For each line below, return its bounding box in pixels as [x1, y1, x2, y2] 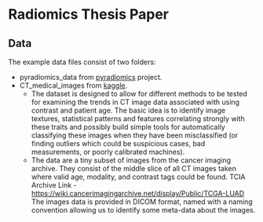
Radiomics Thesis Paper [8, 5, 170, 23]
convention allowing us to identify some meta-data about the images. [31, 206, 256, 214]
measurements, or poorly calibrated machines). [31, 147, 185, 156]
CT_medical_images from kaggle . [19, 81, 128, 90]
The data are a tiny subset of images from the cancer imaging [31, 156, 232, 165]
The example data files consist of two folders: [8, 57, 156, 66]
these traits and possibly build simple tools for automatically [31, 123, 225, 131]
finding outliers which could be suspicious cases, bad [31, 139, 206, 148]
